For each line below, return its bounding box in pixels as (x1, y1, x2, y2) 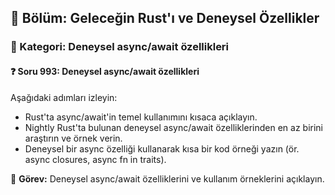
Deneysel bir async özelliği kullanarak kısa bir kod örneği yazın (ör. (24, 142, 300, 155)
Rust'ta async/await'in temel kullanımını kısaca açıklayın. (24, 111, 258, 123)
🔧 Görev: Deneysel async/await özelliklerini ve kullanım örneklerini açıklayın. (10, 172, 325, 185)
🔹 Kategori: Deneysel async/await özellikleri (10, 40, 230, 54)
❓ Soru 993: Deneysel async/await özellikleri (10, 65, 200, 77)
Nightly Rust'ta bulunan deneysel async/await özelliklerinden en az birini (24, 121, 323, 133)
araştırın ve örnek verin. (24, 132, 123, 144)
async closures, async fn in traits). (24, 153, 167, 165)
